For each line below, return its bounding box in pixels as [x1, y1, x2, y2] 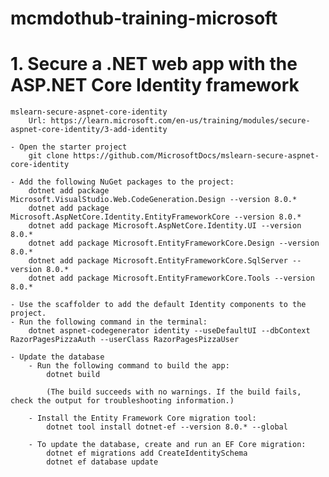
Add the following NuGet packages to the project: [19, 177, 235, 187]
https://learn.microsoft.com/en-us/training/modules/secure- [50, 116, 311, 126]
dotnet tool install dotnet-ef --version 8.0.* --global [46, 422, 288, 432]
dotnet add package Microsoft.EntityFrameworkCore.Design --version [28, 238, 320, 249]
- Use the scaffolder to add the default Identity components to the [10, 300, 307, 310]
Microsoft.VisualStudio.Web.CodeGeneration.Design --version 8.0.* [10, 195, 298, 205]
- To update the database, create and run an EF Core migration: [28, 440, 307, 450]
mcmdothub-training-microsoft [10, 7, 278, 30]
